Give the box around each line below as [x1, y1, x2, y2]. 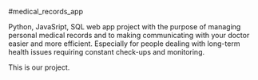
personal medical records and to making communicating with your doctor [8, 31, 250, 40]
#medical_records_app [8, 7, 84, 16]
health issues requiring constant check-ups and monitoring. [8, 48, 205, 56]
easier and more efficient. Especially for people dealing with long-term [8, 39, 240, 48]
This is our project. [8, 63, 70, 72]
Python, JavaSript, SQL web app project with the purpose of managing [8, 22, 241, 31]
